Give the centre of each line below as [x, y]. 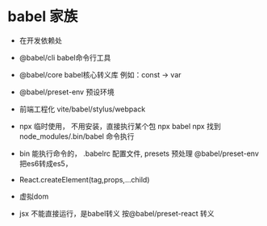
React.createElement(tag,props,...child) [84, 179]
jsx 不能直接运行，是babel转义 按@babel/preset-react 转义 [117, 213]
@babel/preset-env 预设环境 [67, 92]
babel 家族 [43, 17]
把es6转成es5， [46, 163]
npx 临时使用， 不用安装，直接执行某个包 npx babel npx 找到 [120, 126]
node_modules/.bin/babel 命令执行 [77, 136]
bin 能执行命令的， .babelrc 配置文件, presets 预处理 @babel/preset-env [139, 153]
